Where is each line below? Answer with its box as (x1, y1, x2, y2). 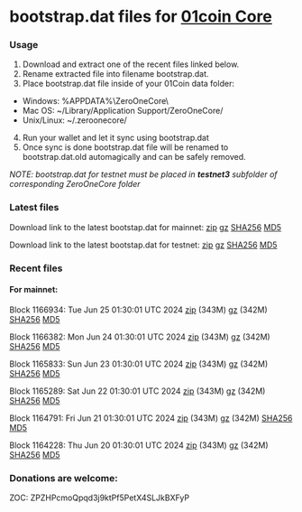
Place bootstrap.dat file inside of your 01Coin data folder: (22, 79, 234, 89)
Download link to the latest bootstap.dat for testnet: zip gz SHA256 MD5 (9, 239, 278, 250)
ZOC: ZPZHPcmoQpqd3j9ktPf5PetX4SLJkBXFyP (9, 492, 190, 503)
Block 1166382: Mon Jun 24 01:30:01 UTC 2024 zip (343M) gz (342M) (9, 331, 270, 342)
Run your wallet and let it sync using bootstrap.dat (22, 133, 210, 144)
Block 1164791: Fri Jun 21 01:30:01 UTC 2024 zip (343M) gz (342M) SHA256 (9, 413, 293, 424)
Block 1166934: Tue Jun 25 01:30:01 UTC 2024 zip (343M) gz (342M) (9, 304, 268, 315)
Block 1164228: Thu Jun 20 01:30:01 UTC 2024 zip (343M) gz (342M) (9, 440, 269, 451)
